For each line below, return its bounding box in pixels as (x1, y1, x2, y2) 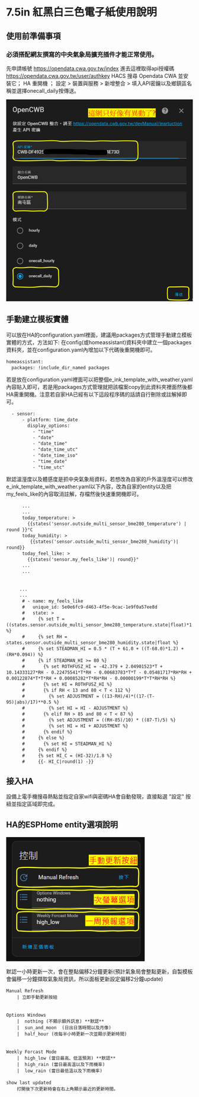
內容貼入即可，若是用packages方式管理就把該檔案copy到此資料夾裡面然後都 (6, 383, 192, 390)
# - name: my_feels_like (21, 598, 84, 604)
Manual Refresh (6, 988, 44, 994)
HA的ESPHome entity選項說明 (6, 819, 118, 829)
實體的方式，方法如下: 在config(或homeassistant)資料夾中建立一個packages (6, 338, 192, 345)
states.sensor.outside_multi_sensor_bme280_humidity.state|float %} (6, 640, 179, 646)
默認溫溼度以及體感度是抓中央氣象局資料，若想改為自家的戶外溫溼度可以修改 (6, 475, 193, 482)
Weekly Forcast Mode (6, 1049, 57, 1055)
